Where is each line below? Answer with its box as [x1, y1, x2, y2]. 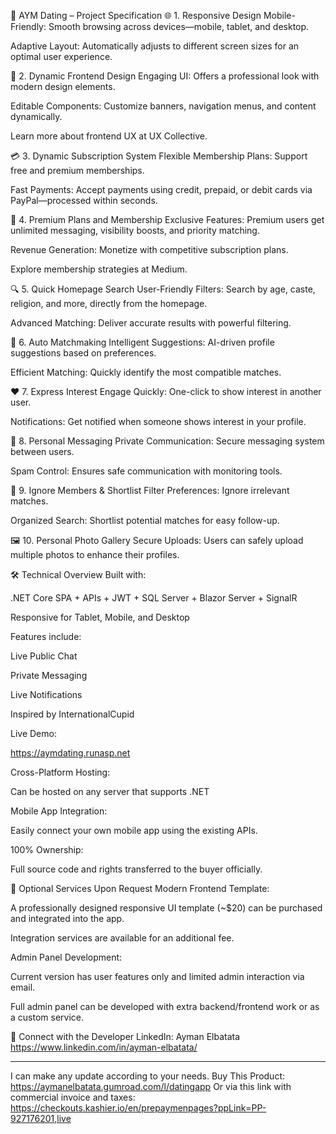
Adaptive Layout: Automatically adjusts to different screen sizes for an [10, 40, 300, 52]
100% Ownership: [10, 844, 84, 855]
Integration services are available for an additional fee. [10, 932, 235, 944]
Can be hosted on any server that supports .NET [10, 786, 210, 797]
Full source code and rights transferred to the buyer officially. [10, 863, 263, 875]
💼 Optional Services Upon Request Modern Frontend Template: [10, 883, 270, 894]
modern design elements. [10, 81, 116, 92]
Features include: [10, 631, 82, 642]
